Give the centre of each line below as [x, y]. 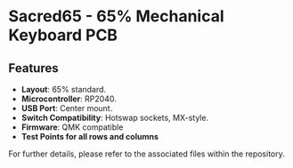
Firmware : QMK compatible [72, 127]
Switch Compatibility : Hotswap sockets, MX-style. [115, 118]
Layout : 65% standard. [64, 89]
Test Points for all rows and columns [90, 136]
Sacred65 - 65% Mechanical [116, 16]
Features [33, 68]
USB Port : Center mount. [67, 108]
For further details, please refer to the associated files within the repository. [147, 154]
